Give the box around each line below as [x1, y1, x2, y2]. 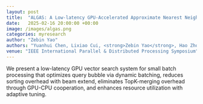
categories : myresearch [6, 31, 66, 37]
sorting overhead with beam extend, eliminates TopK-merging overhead [6, 77, 185, 85]
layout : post [6, 8, 39, 15]
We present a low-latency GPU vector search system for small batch [6, 65, 176, 72]
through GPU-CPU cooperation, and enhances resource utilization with [6, 84, 183, 91]
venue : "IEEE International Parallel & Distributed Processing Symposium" [6, 48, 199, 54]
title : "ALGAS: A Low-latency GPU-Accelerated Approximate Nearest [6, 15, 182, 21]
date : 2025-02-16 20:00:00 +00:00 [6, 20, 98, 26]
